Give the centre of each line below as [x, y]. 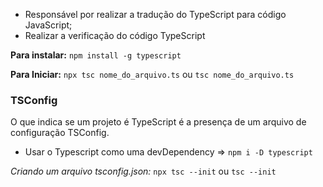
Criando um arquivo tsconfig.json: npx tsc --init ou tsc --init [143, 171]
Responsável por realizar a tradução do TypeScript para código [155, 14]
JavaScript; [48, 25]
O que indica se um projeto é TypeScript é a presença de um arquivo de [158, 122]
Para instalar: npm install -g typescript [96, 55]
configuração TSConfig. [60, 133]
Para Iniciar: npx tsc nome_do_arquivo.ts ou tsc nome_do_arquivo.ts [152, 74]
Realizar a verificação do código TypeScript [115, 35]
